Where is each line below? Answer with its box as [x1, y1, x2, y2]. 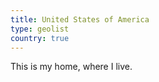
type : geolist [10, 24, 70, 34]
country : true [10, 33, 70, 43]
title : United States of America [10, 14, 150, 25]
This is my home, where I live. [10, 61, 133, 73]
